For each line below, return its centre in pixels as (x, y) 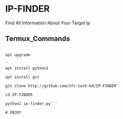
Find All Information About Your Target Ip (48, 23)
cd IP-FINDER (19, 95)
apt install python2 (27, 68)
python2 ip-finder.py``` (31, 104)
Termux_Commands (38, 39)
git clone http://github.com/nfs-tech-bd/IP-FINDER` (62, 86)
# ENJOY (13, 112)
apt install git (22, 77)
